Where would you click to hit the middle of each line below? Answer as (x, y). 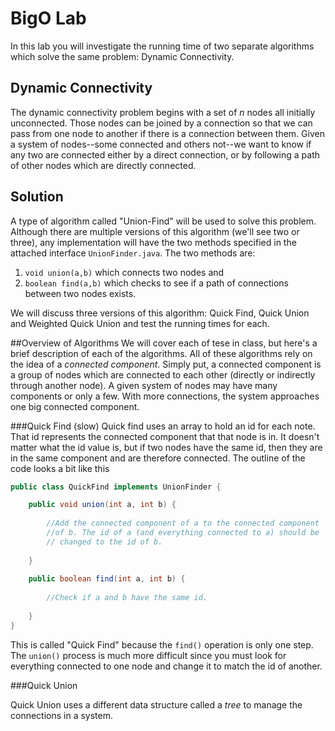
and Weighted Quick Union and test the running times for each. (140, 323)
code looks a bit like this (60, 468)
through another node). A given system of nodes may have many (144, 385)
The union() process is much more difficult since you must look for (148, 655)
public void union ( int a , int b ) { (102, 505)
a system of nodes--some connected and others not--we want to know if (161, 144)
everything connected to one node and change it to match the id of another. (166, 666)
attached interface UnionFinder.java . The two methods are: (133, 253)
